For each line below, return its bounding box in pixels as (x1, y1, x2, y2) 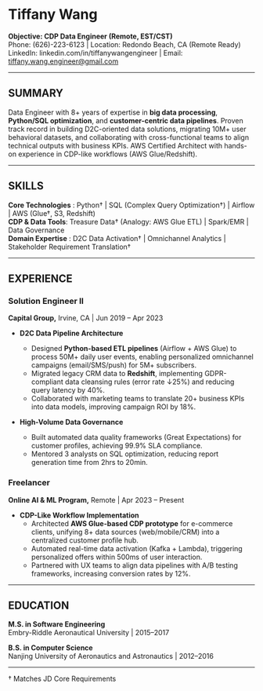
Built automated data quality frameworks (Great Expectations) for (31, 433, 242, 442)
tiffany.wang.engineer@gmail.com (8, 57, 119, 66)
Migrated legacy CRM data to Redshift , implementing (31, 369, 204, 378)
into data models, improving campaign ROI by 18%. (31, 402, 196, 411)
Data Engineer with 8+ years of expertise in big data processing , (8, 108, 218, 117)
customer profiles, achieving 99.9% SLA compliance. (31, 441, 203, 451)
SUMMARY (8, 86, 64, 100)
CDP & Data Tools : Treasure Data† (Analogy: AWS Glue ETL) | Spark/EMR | (8, 217, 249, 226)
